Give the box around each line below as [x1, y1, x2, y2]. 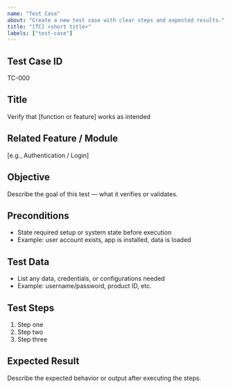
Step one [17, 320, 44, 328]
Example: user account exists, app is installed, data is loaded [17, 236, 191, 244]
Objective [7, 171, 51, 183]
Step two [17, 328, 44, 336]
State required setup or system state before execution [17, 228, 172, 237]
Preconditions [7, 209, 69, 221]
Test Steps [7, 302, 55, 314]
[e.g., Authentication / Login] [7, 151, 89, 159]
